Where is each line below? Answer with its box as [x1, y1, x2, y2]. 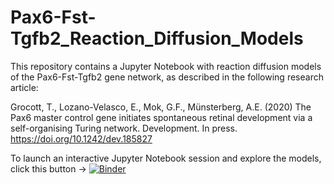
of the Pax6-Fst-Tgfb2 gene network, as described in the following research [10, 71, 324, 83]
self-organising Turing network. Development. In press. [10, 122, 238, 134]
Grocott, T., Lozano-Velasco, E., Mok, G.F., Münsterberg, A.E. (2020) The [10, 101, 312, 113]
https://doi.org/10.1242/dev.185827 [10, 132, 153, 145]
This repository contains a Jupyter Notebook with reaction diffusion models [10, 60, 322, 72]
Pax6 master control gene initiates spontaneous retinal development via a [10, 111, 313, 123]
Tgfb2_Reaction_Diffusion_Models [10, 27, 304, 50]
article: [10, 81, 39, 93]
